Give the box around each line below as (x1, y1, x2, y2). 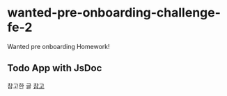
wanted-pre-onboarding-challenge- (7, 5, 221, 21)
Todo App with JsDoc (7, 62, 102, 74)
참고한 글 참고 (7, 81, 45, 90)
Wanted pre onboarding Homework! (7, 42, 110, 50)
